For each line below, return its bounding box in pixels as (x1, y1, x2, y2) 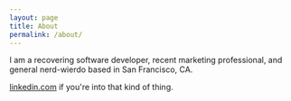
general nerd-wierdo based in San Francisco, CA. (9, 64, 193, 75)
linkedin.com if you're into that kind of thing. (9, 82, 174, 93)
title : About (9, 22, 59, 31)
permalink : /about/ (9, 30, 83, 39)
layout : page (9, 13, 59, 23)
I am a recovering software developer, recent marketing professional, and (9, 55, 283, 66)
